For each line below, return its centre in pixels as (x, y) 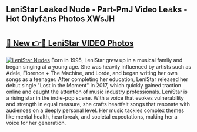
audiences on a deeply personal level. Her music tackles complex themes (95, 110)
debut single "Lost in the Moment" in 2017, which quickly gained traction (94, 85)
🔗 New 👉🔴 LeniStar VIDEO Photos (70, 43)
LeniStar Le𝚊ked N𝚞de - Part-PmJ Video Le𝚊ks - (97, 10)
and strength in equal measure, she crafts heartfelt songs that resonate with (98, 104)
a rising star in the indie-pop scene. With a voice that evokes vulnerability (95, 98)
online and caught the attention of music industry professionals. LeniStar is (97, 92)
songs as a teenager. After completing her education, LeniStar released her (97, 79)
